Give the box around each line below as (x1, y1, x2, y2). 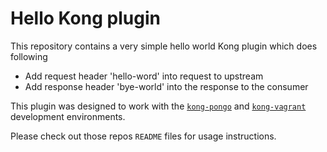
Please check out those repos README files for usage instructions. (10, 130, 277, 142)
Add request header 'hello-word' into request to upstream (24, 70, 264, 82)
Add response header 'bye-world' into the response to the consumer (24, 80, 309, 92)
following (10, 50, 48, 62)
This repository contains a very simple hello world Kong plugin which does (10, 40, 318, 52)
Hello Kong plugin (10, 7, 161, 30)
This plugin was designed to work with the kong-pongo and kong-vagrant (10, 100, 307, 112)
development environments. (10, 110, 126, 122)
